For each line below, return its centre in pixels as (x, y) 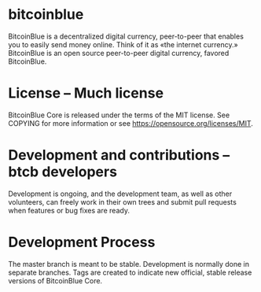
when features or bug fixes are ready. (69, 210)
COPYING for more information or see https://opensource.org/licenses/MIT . (131, 123)
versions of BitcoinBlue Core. (55, 280)
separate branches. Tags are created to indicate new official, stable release (130, 272)
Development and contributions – (119, 155)
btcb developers (63, 172)
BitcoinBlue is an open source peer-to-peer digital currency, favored (119, 53)
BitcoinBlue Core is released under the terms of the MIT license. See (119, 115)
